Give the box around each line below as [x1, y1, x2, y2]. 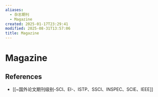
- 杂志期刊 [10, 12, 30, 17]
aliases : [5, 7, 24, 13]
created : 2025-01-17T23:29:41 [5, 21, 69, 27]
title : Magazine [5, 31, 39, 36]
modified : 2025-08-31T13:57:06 [5, 26, 71, 31]
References [5, 72, 42, 81]
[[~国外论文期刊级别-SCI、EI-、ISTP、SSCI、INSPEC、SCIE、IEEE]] [12, 86, 153, 92]
